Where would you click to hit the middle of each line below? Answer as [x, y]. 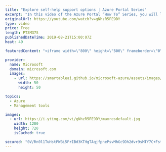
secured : [14, 142]
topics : [13, 96]
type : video [17, 24]
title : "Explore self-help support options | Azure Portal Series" [76, 10]
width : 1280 [26, 124]
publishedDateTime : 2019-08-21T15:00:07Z [48, 38]
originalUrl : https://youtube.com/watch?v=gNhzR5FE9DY [63, 19]
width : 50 [28, 83]
